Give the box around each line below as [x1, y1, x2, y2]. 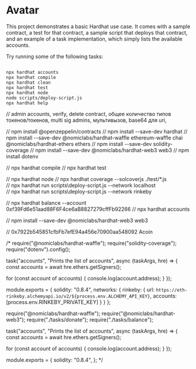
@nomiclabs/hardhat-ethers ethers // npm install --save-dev [6, 140, 152, 147]
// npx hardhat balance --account [6, 199, 87, 206]
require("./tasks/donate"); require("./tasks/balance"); [26, 316, 154, 323]
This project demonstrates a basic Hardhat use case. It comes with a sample [6, 23, 191, 30]
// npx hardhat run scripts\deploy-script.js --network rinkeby [6, 188, 152, 195]
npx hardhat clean [6, 80, 51, 86]
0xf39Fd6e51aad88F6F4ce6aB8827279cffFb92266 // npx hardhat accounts [6, 206, 190, 213]
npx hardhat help [6, 100, 49, 106]
